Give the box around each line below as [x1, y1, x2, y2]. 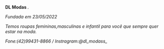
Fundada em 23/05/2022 [5, 14, 57, 19]
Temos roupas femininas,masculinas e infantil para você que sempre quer [5, 23, 159, 29]
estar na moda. [5, 29, 37, 34]
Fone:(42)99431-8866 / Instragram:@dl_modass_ [5, 38, 107, 44]
